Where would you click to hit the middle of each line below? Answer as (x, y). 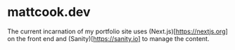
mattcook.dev (49, 12)
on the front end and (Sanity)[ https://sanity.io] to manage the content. (108, 38)
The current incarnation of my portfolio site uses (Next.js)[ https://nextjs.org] (118, 31)
